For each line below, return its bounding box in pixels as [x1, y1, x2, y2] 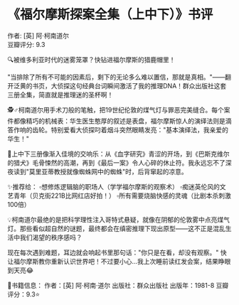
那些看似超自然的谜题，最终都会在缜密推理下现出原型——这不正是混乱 [19, 224, 225, 232]
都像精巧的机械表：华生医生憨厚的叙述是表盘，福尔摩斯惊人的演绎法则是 [13, 117, 225, 125]
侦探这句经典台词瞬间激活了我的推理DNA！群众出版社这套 [56, 81, 227, 90]
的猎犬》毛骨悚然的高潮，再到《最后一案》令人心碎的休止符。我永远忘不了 [7, 158, 225, 167]
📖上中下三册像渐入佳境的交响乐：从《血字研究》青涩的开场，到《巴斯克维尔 [7, 149, 230, 158]
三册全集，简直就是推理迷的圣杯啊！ [7, 90, 114, 99]
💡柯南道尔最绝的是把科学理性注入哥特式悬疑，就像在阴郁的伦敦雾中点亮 [7, 215, 218, 224]
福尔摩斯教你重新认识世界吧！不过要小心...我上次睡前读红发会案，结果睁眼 [13, 257, 231, 265]
